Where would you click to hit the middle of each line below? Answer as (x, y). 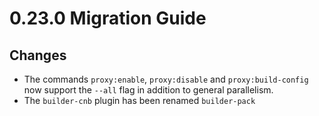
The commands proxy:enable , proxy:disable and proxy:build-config (166, 79)
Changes (38, 55)
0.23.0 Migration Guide (108, 18)
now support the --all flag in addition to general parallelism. (148, 90)
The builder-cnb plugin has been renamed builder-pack (139, 100)
